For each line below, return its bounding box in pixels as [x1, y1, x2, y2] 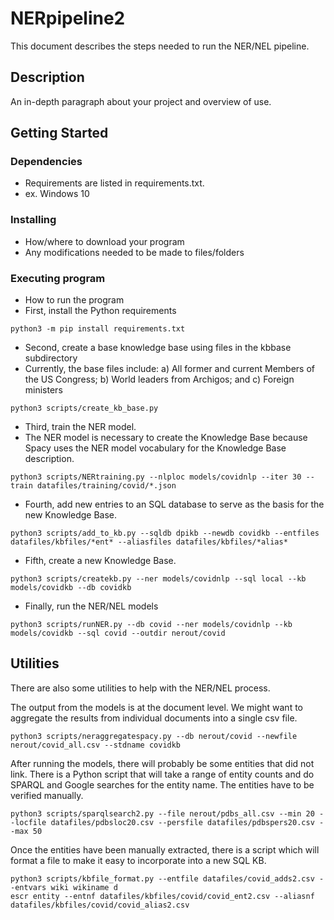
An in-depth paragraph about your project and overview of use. [10, 95, 272, 107]
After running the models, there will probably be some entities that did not [10, 757, 315, 769]
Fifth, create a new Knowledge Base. [24, 555, 177, 567]
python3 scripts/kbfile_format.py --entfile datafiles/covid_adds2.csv [10, 873, 315, 884]
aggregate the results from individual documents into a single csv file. [10, 712, 298, 724]
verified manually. [10, 789, 84, 801]
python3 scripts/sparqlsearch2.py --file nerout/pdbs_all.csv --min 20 [10, 808, 315, 819]
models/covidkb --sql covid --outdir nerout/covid [10, 628, 226, 639]
